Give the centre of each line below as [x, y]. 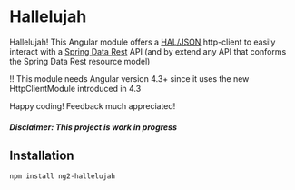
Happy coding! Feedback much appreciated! [93, 105]
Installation [42, 155]
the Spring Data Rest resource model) [80, 61]
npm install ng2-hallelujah [63, 176]
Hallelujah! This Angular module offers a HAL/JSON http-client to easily [143, 42]
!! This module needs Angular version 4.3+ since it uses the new [129, 78]
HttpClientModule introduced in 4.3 [75, 88]
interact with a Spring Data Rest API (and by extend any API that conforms [148, 51]
